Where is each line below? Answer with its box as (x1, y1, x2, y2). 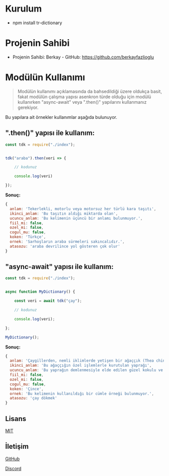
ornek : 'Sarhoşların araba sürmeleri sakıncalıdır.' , (10, 239, 125, 244)
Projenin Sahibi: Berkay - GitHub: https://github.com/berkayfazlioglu (12, 54, 154, 60)
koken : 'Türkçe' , (10, 235, 46, 240)
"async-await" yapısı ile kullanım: (5, 262, 114, 271)
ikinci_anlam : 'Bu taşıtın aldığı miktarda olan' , (10, 211, 118, 216)
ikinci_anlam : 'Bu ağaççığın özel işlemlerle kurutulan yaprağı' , (10, 363, 152, 368)
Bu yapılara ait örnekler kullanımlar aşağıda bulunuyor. (5, 114, 117, 120)
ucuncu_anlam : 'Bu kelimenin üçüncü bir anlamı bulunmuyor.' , (10, 216, 143, 221)
